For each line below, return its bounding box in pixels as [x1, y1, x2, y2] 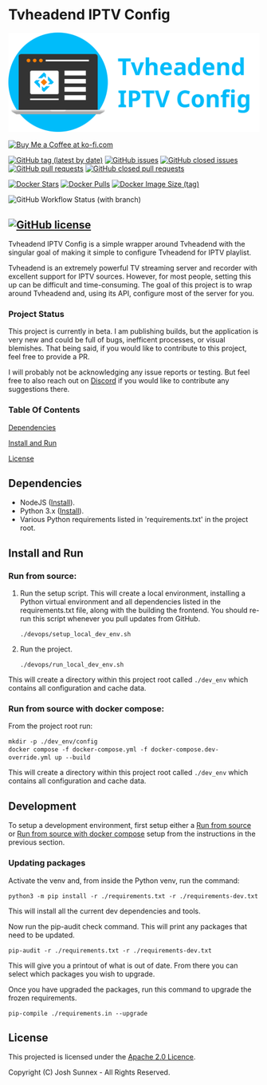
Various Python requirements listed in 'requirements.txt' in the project [19, 515, 249, 525]
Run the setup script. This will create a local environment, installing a [19, 588, 245, 598]
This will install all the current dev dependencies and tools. [8, 906, 201, 916]
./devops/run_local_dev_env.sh [19, 661, 124, 669]
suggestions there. [8, 385, 70, 394]
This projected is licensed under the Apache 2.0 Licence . [8, 1052, 196, 1062]
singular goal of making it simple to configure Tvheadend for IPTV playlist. [8, 247, 252, 257]
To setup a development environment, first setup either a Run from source [8, 821, 252, 830]
